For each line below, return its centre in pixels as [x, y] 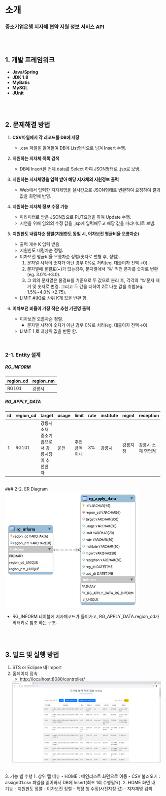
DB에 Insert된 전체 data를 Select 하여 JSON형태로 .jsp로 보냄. [80, 169]
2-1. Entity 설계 [23, 355]
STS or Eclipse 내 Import [37, 668]
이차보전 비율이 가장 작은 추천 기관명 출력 [51, 309]
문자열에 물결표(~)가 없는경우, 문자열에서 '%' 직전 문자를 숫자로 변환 [93, 269]
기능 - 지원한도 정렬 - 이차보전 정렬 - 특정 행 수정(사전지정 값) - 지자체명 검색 [79, 789]
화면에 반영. [40, 196]
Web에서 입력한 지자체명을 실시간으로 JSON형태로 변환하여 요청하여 [85, 190]
